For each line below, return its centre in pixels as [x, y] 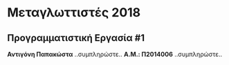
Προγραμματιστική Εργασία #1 [76, 38]
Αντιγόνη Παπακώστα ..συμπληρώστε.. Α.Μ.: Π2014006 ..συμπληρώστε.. [115, 54]
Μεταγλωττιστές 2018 [74, 13]
